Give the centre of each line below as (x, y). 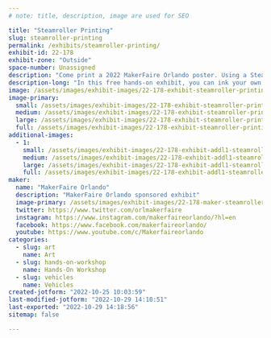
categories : (28, 240)
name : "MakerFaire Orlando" (63, 188)
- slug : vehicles (45, 277)
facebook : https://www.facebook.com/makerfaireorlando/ (111, 225)
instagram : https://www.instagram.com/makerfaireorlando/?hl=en (126, 217)
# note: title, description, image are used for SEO (99, 16)
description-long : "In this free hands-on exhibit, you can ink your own (135, 82)
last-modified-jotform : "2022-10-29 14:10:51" (88, 300)
